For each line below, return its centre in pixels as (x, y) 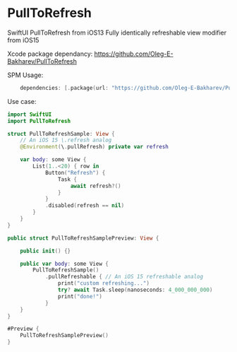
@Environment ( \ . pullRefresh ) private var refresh (95, 147)
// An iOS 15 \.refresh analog (66, 140)
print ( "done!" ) (80, 296)
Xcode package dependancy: (50, 54)
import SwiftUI (30, 115)
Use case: (22, 101)
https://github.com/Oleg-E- (134, 54)
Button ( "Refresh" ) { (75, 172)
